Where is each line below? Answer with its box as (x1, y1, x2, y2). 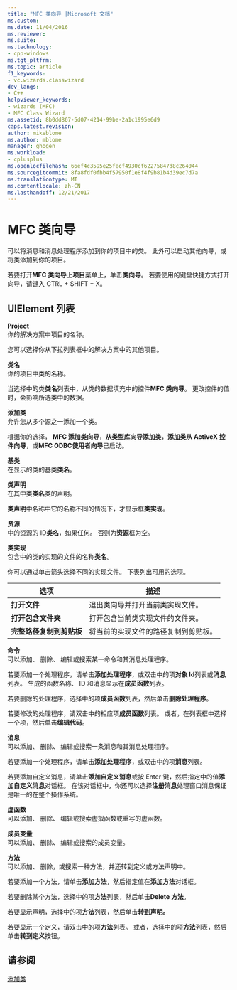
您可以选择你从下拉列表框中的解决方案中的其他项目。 (7, 346, 163, 353)
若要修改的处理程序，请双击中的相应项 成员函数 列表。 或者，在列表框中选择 (7, 709, 227, 718)
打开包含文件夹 (11, 613, 62, 623)
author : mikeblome (7, 129, 62, 137)
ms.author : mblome (7, 136, 62, 143)
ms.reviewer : (7, 30, 46, 38)
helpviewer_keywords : (7, 97, 72, 104)
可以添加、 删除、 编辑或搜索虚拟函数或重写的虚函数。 (7, 814, 167, 822)
